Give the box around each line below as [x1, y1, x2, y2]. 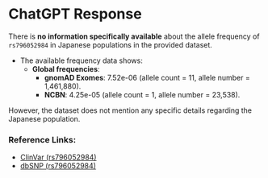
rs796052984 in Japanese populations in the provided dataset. [8, 39, 212, 49]
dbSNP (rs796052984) [19, 161, 97, 171]
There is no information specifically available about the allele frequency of [8, 31, 260, 41]
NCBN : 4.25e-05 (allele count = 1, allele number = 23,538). [44, 89, 241, 99]
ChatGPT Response [8, 5, 143, 23]
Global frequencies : [31, 64, 100, 73]
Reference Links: [8, 134, 77, 145]
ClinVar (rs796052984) [19, 152, 97, 162]
